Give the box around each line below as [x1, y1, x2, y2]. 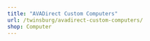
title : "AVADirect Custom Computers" [7, 10, 118, 17]
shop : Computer [7, 23, 52, 30]
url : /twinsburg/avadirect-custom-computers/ [7, 17, 143, 24]
